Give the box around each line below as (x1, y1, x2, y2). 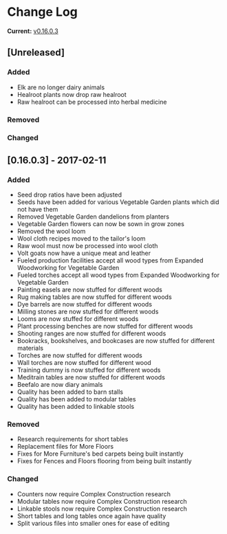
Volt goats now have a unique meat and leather (17, 249, 151, 258)
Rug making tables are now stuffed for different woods (17, 293, 172, 301)
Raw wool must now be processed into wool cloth (17, 242, 158, 250)
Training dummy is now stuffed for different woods (17, 366, 161, 375)
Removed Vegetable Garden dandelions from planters (17, 212, 170, 221)
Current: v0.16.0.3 (7, 27, 58, 35)
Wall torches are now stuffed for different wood (17, 359, 151, 367)
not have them (17, 205, 58, 214)
